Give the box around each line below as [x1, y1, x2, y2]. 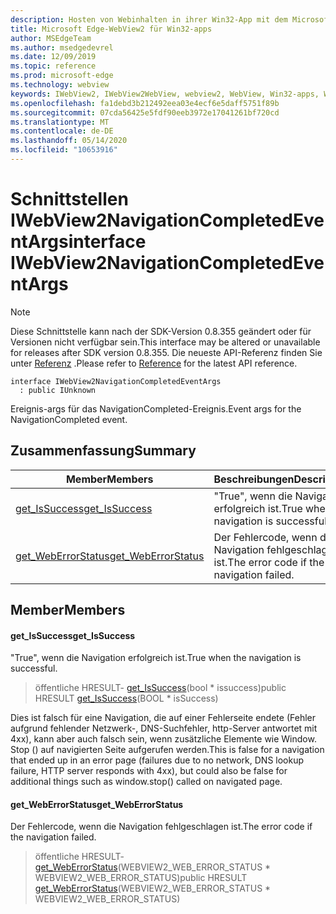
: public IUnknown [19, 385, 97, 395]
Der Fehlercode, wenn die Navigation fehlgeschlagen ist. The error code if [10, 821, 313, 833]
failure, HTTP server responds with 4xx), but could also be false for [10, 765, 288, 777]
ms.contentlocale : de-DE [10, 126, 114, 136]
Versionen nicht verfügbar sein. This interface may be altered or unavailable [10, 336, 321, 348]
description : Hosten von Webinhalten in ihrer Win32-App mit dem [10, 14, 288, 25]
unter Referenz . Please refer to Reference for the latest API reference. [10, 357, 298, 369]
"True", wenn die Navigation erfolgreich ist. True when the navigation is [10, 652, 302, 664]
